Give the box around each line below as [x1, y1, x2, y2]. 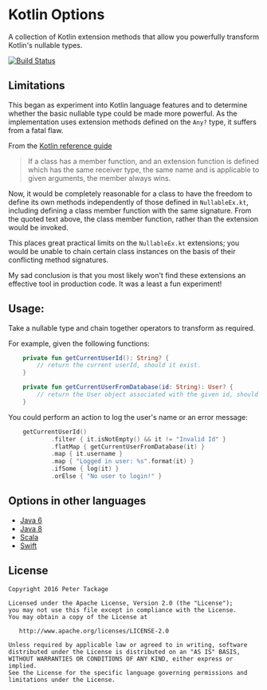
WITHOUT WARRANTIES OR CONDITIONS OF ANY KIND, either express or [8, 655, 234, 663]
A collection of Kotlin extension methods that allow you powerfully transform [8, 32, 260, 41]
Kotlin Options [8, 6, 105, 24]
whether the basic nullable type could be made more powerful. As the [8, 108, 238, 118]
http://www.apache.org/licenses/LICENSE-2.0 [18, 627, 170, 635]
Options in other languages [8, 494, 146, 508]
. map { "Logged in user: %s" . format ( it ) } [50, 457, 194, 465]
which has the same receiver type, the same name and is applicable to [27, 165, 260, 174]
